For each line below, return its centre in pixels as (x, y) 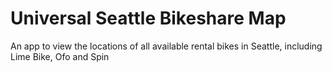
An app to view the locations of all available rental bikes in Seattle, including (166, 46)
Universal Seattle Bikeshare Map (148, 18)
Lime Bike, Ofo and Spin (60, 56)
